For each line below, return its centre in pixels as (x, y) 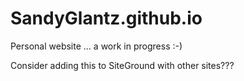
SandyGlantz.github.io (106, 18)
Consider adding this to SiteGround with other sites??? (122, 65)
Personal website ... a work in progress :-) (96, 46)
